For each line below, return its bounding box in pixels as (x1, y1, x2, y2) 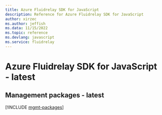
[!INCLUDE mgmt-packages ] (5, 104, 64, 110)
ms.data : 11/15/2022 (5, 26, 48, 31)
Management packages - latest (5, 91, 105, 100)
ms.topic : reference (5, 30, 48, 35)
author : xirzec (5, 16, 37, 21)
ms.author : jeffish (5, 21, 46, 26)
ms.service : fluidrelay (5, 40, 55, 45)
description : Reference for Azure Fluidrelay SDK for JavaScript (5, 12, 144, 17)
